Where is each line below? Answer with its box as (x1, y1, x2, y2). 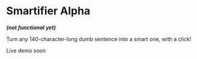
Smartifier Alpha (6, 4, 91, 18)
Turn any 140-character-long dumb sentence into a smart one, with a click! (6, 35, 192, 42)
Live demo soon (6, 46, 46, 54)
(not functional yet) (6, 24, 56, 31)
